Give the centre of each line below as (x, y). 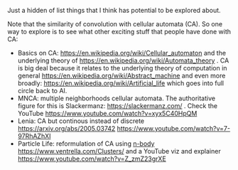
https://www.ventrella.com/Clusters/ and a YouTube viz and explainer (119, 151)
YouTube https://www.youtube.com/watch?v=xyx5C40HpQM (107, 113)
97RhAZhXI (34, 136)
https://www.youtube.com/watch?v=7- (174, 128)
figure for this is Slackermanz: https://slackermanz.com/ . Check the (118, 106)
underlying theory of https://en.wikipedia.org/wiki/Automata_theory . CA (123, 60)
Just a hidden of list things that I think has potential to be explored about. (114, 10)
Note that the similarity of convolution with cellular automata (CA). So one (115, 24)
